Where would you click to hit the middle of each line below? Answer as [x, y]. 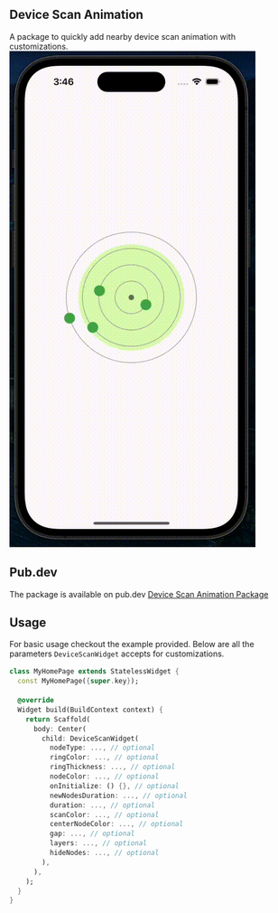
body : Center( [60, 729]
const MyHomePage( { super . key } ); [79, 682]
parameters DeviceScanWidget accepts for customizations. [117, 654]
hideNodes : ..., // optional [104, 853]
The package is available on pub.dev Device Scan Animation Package [139, 594]
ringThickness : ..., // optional [112, 767]
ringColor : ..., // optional [104, 758]
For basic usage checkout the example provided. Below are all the [132, 645]
